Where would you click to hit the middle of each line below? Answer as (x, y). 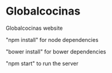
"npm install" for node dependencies (52, 40)
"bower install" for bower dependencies (56, 51)
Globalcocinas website (34, 28)
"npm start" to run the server (42, 63)
